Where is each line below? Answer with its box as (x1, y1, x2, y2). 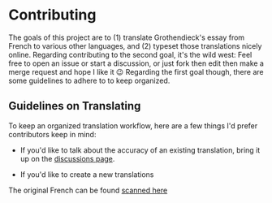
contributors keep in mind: (8, 129, 97, 139)
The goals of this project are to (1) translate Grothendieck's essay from (8, 32, 245, 42)
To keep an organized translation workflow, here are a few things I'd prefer (8, 120, 258, 131)
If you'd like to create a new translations (19, 169, 154, 179)
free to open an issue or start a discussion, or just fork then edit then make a (8, 58, 264, 68)
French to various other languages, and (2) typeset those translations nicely (8, 41, 262, 50)
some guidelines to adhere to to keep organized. (8, 76, 171, 85)
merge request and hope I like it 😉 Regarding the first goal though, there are (8, 67, 264, 76)
